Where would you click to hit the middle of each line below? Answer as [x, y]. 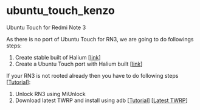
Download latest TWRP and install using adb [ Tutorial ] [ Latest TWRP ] [101, 100]
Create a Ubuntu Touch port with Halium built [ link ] [79, 64]
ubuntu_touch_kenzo [61, 11]
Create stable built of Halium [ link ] [58, 57]
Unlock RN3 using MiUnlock [50, 94]
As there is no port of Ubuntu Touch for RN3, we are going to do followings [100, 39]
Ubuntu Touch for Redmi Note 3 [46, 27]
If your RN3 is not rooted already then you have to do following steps [92, 75]
